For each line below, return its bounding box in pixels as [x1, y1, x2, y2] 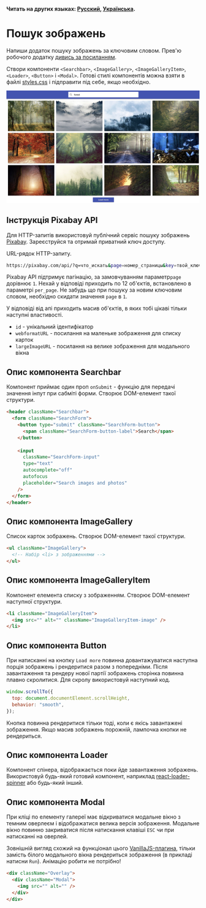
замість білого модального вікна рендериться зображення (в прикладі [6, 851, 193, 858]
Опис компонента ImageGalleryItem [6, 575, 150, 586]
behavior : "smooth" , [12, 702, 64, 708]
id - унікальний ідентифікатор [15, 323, 94, 330]
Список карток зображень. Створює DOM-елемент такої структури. [6, 532, 186, 540]
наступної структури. [6, 597, 63, 605]
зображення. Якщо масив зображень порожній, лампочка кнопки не [6, 725, 187, 733]
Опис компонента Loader [6, 750, 109, 760]
